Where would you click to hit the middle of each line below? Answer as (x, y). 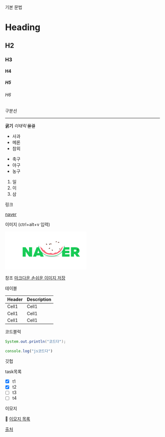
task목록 (14, 372)
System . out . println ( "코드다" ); (36, 342)
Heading (23, 27)
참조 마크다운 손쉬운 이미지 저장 (35, 278)
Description (39, 299)
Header (15, 299)
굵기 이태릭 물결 (20, 126)
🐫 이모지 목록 (18, 419)
